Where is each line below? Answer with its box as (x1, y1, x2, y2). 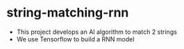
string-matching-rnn (6, 5, 129, 21)
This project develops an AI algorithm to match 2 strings (16, 28, 178, 36)
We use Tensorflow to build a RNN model (16, 35, 135, 43)
